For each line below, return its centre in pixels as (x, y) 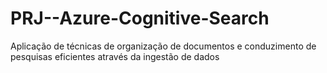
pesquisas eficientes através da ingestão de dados (115, 56)
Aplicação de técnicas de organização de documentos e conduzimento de (163, 46)
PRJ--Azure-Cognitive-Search (140, 18)
